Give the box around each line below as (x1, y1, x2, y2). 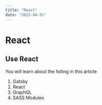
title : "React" (5, 7, 38, 13)
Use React (5, 55, 39, 64)
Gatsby (12, 78, 28, 85)
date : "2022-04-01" (5, 12, 47, 17)
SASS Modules (12, 94, 44, 100)
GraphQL (12, 89, 32, 95)
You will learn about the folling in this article (5, 68, 97, 74)
